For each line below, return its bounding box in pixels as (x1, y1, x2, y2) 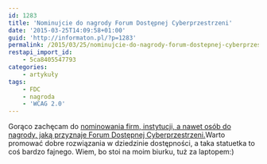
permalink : (8, 41, 44, 49)
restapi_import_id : (8, 48, 73, 56)
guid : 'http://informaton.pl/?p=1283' (8, 33, 137, 42)
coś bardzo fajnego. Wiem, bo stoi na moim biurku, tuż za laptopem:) (8, 147, 234, 157)
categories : (8, 63, 48, 71)
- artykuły (22, 71, 59, 78)
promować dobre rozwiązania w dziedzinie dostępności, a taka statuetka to (8, 139, 256, 148)
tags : (8, 78, 26, 86)
